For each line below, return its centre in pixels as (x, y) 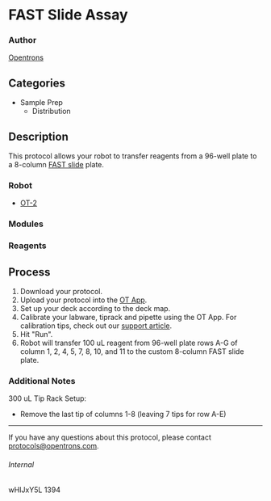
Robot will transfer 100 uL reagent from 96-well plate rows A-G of (129, 343)
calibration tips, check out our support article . (96, 326)
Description (38, 136)
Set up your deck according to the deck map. (95, 309)
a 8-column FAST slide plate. (56, 165)
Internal (21, 464)
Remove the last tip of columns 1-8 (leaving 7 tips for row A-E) (123, 415)
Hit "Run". (36, 335)
